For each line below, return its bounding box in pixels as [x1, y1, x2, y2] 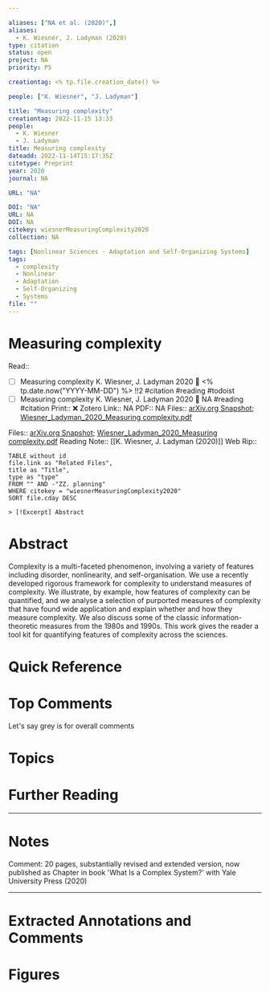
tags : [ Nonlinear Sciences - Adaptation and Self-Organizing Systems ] [8, 247, 250, 255]
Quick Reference [8, 658, 123, 675]
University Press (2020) [8, 876, 88, 886]
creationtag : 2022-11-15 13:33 [8, 114, 113, 123]
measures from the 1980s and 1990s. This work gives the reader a [39, 621, 259, 630]
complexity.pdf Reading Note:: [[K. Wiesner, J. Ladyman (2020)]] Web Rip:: [8, 436, 257, 446]
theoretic [8, 621, 39, 630]
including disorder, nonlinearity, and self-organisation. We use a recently [8, 569, 249, 579]
